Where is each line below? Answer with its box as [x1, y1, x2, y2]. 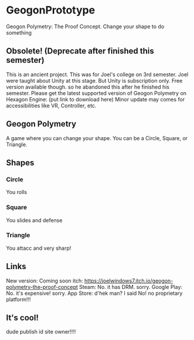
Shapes [6, 158, 35, 168]
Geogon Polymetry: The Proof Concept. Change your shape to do [6, 23, 165, 30]
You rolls [6, 189, 28, 196]
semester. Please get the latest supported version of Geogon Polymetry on [6, 89, 186, 97]
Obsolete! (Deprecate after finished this [6, 46, 154, 56]
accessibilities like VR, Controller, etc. [6, 102, 97, 109]
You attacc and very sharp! [6, 244, 72, 251]
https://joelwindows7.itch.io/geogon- [84, 277, 173, 284]
